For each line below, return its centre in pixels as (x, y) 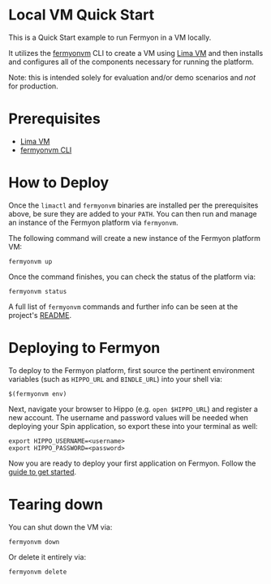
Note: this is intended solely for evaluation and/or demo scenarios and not (132, 77)
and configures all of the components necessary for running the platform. (131, 62)
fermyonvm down (34, 542)
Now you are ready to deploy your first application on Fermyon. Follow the (132, 463)
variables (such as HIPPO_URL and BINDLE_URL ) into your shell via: (116, 379)
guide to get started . (43, 471)
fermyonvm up (30, 261)
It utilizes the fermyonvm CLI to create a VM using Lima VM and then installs (136, 53)
